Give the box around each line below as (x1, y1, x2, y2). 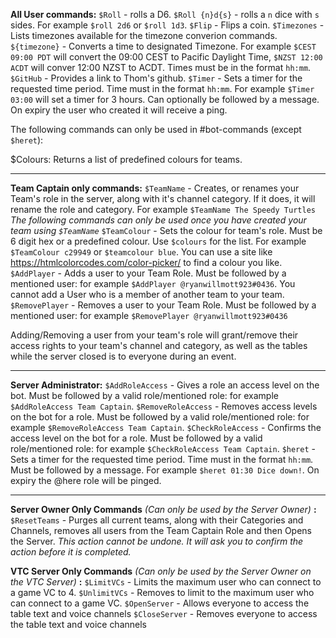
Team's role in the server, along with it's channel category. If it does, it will (10, 193, 316, 204)
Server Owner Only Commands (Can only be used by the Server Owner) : (10, 504, 317, 515)
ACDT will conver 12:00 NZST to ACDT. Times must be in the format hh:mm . (10, 62, 312, 73)
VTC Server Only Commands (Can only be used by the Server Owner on (10, 565, 312, 577)
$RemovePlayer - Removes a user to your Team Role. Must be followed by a (10, 299, 317, 311)
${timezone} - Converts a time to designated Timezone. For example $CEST (10, 40, 317, 52)
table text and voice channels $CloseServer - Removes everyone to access (10, 608, 318, 619)
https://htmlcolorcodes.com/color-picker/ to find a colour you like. (10, 257, 283, 268)
